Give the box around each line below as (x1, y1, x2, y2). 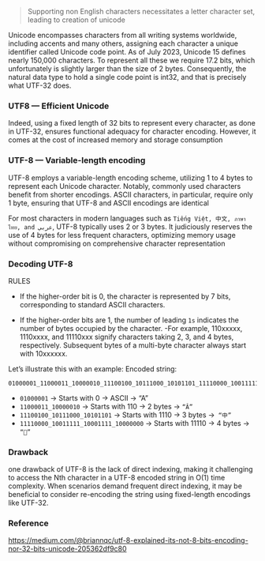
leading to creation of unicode (27, 15, 126, 24)
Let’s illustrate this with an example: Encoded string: (8, 363, 177, 374)
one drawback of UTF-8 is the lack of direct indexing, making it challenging (8, 465, 254, 474)
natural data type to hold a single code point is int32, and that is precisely (8, 73, 247, 81)
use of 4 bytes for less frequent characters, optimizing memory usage (8, 230, 237, 239)
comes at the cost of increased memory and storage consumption (8, 135, 223, 145)
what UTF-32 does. (8, 81, 72, 90)
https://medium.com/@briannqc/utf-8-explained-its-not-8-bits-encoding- (8, 536, 248, 545)
